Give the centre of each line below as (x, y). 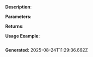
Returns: (15, 26)
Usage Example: (23, 36)
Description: (18, 7)
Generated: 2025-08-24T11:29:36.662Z (46, 50)
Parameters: (18, 16)
